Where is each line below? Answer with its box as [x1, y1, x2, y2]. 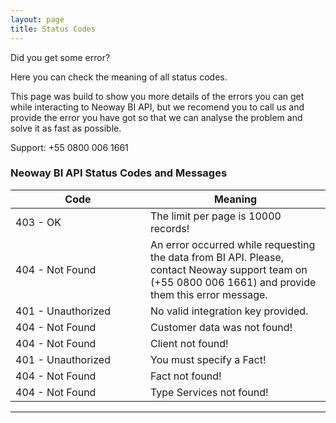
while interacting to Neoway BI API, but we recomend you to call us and [10, 101, 305, 113]
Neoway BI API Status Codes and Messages [10, 166, 228, 180]
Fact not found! [150, 369, 222, 383]
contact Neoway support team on [150, 262, 308, 276]
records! [150, 221, 190, 235]
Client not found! [150, 336, 229, 350]
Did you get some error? [10, 51, 111, 63]
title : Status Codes [10, 24, 97, 34]
